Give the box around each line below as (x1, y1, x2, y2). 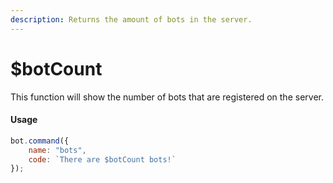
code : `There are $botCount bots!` (28, 154, 177, 165)
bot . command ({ (10, 136, 70, 146)
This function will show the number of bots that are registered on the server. (10, 91, 324, 103)
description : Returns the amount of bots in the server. (10, 14, 253, 25)
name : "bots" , (28, 145, 87, 155)
